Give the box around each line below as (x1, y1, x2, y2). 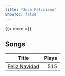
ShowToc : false (5, 12, 37, 17)
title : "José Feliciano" (5, 7, 57, 12)
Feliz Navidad (7, 63, 40, 70)
